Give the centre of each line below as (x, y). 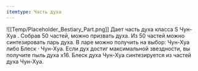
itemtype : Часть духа (34, 12)
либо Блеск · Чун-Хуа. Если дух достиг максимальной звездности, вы (98, 49)
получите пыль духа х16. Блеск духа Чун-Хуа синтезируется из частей (99, 55)
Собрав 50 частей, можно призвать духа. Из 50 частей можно (103, 35)
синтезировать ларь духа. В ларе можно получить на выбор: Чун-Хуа (98, 42)
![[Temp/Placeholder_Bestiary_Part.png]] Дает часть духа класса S (93, 29)
